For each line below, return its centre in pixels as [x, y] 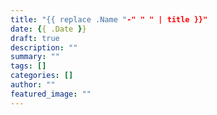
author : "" [33, 85]
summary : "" [35, 57]
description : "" [44, 47]
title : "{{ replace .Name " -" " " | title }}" [109, 19]
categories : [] [42, 76]
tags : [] [28, 66]
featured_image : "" [51, 94]
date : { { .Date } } [48, 29]
